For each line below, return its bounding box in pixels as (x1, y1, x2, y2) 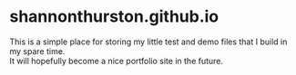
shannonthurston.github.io (9, 6, 219, 27)
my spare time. (9, 45, 66, 56)
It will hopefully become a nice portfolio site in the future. (9, 55, 224, 66)
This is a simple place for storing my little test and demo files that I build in (9, 36, 288, 47)
